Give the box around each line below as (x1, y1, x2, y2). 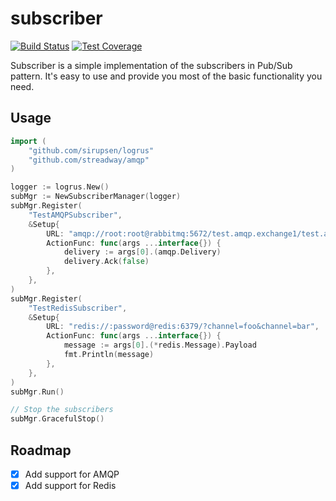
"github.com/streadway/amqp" (28, 155, 150, 165)
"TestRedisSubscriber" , (28, 303, 128, 313)
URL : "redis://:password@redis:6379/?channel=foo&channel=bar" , (46, 322, 320, 332)
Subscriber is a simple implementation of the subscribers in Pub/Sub (10, 59, 293, 71)
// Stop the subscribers (10, 405, 114, 415)
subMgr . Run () (10, 387, 65, 397)
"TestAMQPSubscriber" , (28, 210, 123, 220)
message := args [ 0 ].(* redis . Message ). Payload (63, 340, 257, 351)
